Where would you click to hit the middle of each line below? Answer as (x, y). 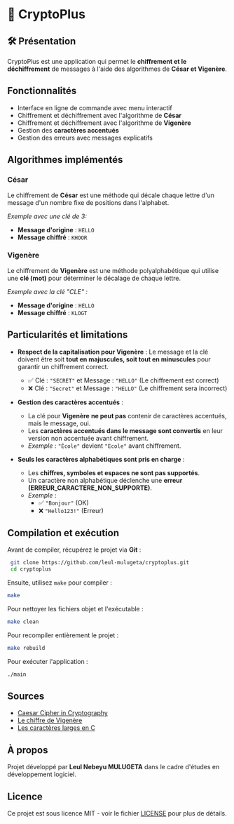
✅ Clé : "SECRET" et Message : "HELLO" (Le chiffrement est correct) (123, 380)
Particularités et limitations (68, 335)
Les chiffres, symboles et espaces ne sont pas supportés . (114, 472)
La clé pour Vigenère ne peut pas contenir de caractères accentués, (127, 416)
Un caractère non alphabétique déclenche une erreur (105, 480)
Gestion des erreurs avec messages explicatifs (85, 138)
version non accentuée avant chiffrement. (88, 438)
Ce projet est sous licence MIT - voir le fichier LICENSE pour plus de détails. (117, 813)
